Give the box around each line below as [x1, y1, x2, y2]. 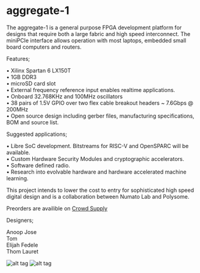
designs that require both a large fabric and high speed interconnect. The [6, 30, 191, 37]
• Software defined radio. [6, 161, 70, 169]
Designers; [6, 216, 34, 224]
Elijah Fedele [6, 241, 38, 249]
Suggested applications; [6, 130, 68, 138]
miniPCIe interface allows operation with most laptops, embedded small [6, 37, 187, 44]
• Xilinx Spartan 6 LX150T [6, 66, 71, 74]
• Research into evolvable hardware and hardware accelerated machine [6, 168, 187, 175]
